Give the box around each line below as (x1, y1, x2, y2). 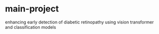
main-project (5, 3, 59, 14)
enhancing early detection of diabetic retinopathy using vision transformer (5, 19, 154, 25)
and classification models (5, 24, 56, 30)
